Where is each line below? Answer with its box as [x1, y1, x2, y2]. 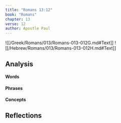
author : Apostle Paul [5, 26, 51, 31]
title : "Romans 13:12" [5, 7, 53, 13]
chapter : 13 [5, 17, 30, 22]
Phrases [5, 85, 23, 91]
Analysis [5, 60, 34, 68]
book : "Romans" [5, 12, 37, 17]
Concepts [5, 96, 26, 103]
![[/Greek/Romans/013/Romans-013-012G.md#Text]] [5, 40, 114, 46]
